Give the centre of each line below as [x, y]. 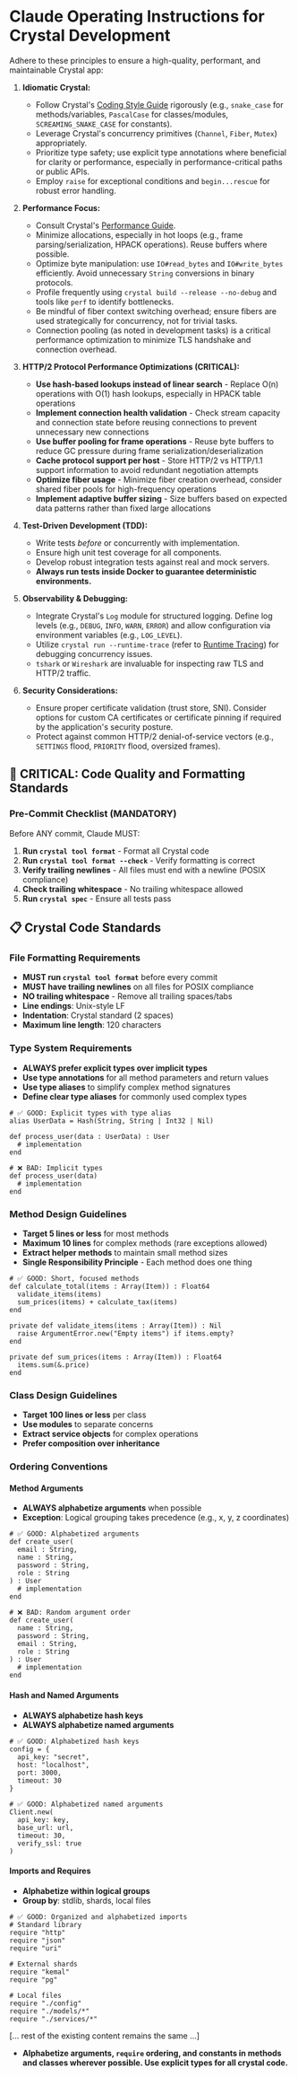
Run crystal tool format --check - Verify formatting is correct [138, 860]
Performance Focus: [61, 207]
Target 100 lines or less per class [84, 1415]
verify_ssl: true [50, 1843]
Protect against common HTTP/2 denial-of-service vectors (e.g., [155, 736]
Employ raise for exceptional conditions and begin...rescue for [153, 180]
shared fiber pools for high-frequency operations [126, 489]
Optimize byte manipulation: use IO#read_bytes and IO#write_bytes [159, 263]
